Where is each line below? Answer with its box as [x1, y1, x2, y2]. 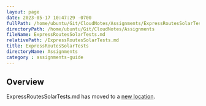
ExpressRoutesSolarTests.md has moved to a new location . [6, 93, 156, 101]
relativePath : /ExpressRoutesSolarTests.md [6, 37, 120, 43]
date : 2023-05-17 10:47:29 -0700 [6, 15, 92, 21]
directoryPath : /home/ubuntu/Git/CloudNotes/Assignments [6, 26, 155, 32]
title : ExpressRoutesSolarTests [6, 43, 89, 49]
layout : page [6, 9, 40, 15]
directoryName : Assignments [6, 49, 78, 55]
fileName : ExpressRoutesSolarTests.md [6, 32, 105, 38]
